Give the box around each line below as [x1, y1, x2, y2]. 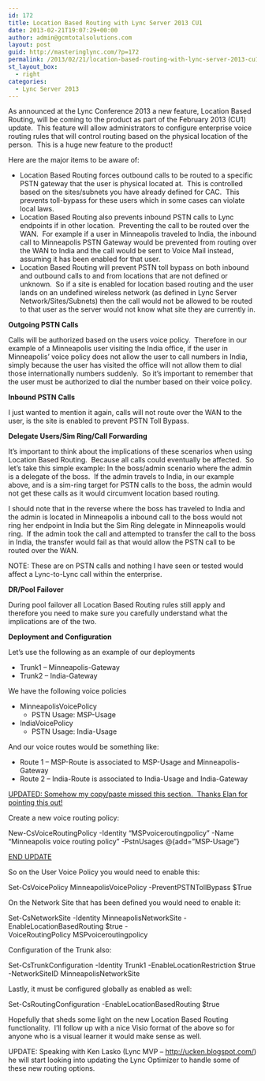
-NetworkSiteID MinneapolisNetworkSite [8, 969, 140, 978]
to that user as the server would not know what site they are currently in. [19, 305, 256, 314]
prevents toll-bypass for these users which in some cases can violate [19, 196, 245, 205]
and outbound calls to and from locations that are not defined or [19, 271, 229, 281]
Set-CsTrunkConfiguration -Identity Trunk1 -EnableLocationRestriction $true [8, 960, 256, 971]
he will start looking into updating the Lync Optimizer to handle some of [8, 1055, 241, 1065]
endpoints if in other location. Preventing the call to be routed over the [19, 221, 250, 230]
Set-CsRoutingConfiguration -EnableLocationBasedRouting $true [8, 1000, 220, 1009]
